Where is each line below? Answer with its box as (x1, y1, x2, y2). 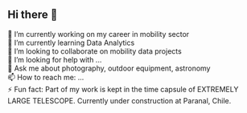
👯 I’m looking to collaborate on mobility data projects (7, 46, 182, 56)
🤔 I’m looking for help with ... (7, 54, 102, 64)
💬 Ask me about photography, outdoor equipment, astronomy (7, 63, 211, 73)
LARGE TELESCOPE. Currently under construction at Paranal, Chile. (7, 95, 232, 105)
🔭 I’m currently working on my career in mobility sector (7, 29, 190, 38)
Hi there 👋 (7, 8, 58, 22)
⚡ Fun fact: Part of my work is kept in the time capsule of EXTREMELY (7, 84, 239, 94)
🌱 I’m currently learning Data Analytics (7, 38, 135, 47)
